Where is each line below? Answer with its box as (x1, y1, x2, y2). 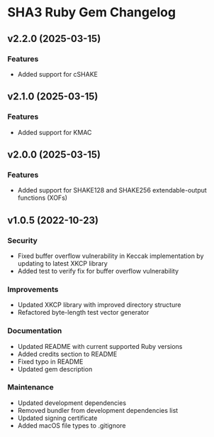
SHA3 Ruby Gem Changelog (7, 4, 176, 21)
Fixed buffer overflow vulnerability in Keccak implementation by (17, 252, 204, 260)
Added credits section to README (17, 350, 118, 358)
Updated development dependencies (17, 399, 126, 407)
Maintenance (7, 382, 55, 392)
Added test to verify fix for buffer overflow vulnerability (17, 266, 179, 275)
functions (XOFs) (17, 193, 68, 203)
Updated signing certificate (17, 414, 98, 422)
